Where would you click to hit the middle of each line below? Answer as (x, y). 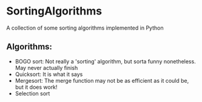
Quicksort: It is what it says (49, 74)
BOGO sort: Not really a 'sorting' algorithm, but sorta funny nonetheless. (105, 61)
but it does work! (36, 87)
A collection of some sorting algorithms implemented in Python (85, 28)
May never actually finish (46, 68)
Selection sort (32, 93)
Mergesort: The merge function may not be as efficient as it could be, (102, 80)
